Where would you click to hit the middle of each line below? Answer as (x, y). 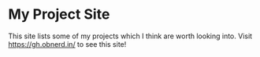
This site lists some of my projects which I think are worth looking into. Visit (130, 36)
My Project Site (59, 14)
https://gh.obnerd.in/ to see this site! (67, 44)
